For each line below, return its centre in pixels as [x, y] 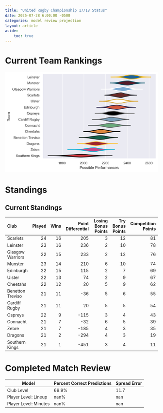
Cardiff [14, 303]
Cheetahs [17, 284]
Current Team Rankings [54, 61]
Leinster [15, 245]
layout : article [21, 26]
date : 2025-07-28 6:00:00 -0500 [38, 15]
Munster [16, 264]
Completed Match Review [58, 368]
